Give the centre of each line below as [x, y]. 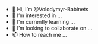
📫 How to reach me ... [39, 35]
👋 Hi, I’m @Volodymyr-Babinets [50, 9]
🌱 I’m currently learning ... [43, 22]
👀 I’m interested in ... [37, 15]
